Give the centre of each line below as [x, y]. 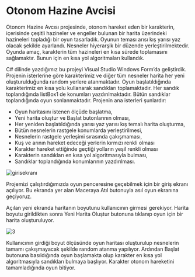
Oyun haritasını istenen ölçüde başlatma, [63, 112]
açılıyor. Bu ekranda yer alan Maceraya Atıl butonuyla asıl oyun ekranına [93, 190]
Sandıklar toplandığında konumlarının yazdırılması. [75, 161]
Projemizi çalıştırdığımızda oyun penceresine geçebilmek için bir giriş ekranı [97, 184]
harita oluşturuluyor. [30, 220]
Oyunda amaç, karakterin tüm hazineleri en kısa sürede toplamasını [87, 51]
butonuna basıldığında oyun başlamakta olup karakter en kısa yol [84, 255]
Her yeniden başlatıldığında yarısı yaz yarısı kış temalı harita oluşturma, [100, 124]
